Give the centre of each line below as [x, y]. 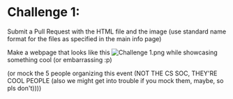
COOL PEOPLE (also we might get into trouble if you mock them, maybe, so [115, 80]
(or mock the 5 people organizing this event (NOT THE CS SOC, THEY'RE [112, 73]
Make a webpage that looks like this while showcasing [112, 52]
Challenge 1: [44, 12]
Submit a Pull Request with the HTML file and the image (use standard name [117, 31]
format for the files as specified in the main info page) [84, 38]
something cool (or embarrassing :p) [60, 59]
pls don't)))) [24, 88]
